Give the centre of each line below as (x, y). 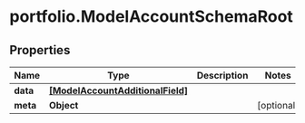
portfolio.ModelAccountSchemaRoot (151, 17)
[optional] (278, 105)
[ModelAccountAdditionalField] (118, 90)
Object (64, 105)
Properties (40, 50)
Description (222, 76)
